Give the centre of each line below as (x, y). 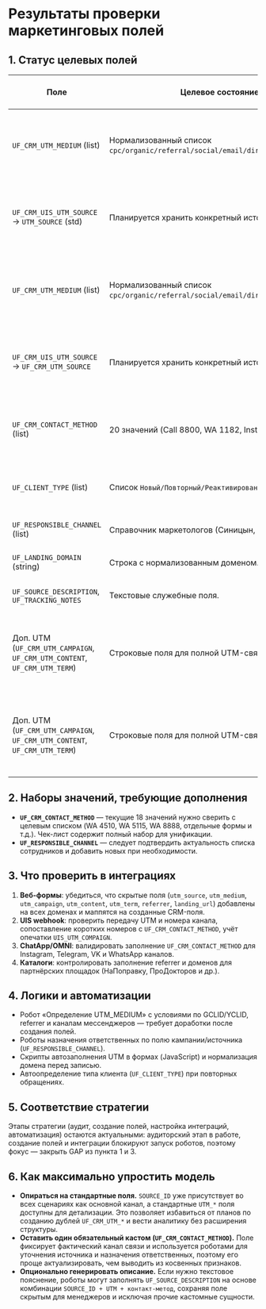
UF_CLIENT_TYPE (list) (50, 487)
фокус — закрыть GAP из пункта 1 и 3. (72, 1152)
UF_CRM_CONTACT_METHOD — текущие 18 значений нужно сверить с (127, 817)
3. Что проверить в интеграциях (92, 876)
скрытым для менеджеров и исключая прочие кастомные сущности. (137, 1297)
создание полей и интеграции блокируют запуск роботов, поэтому (122, 1143)
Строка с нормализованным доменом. (184, 562)
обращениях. (42, 1082)
